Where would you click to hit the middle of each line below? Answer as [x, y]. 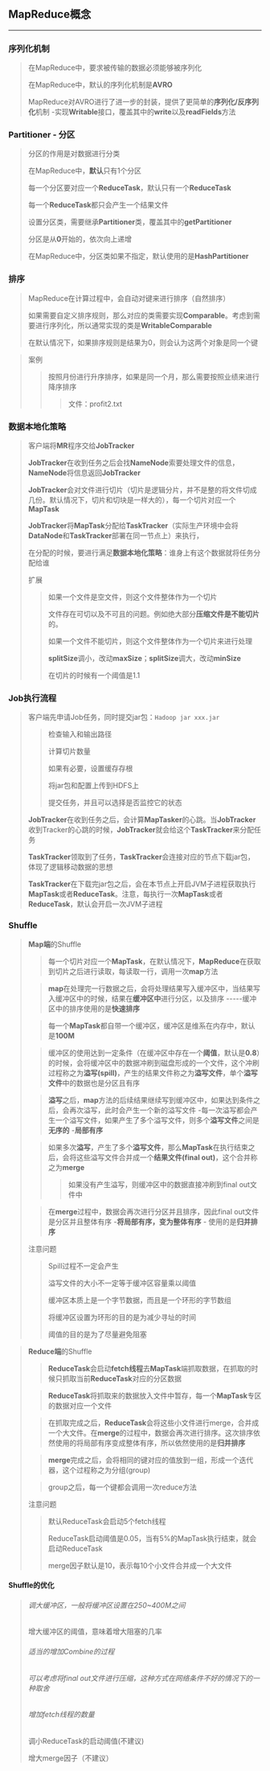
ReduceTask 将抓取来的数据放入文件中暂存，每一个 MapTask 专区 [155, 1395]
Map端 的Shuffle [55, 944]
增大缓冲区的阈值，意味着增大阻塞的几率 [95, 1632]
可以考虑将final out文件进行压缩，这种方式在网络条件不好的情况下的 [140, 1678]
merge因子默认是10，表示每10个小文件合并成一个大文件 [140, 1565]
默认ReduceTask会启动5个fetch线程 [107, 1521]
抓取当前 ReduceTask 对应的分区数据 [122, 1379]
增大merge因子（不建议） [71, 1758]
